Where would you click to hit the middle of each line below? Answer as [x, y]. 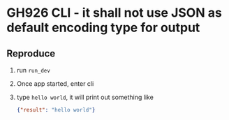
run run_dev [33, 70]
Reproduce [31, 53]
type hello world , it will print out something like [85, 97]
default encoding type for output [103, 28]
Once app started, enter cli [55, 84]
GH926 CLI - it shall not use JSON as [114, 13]
